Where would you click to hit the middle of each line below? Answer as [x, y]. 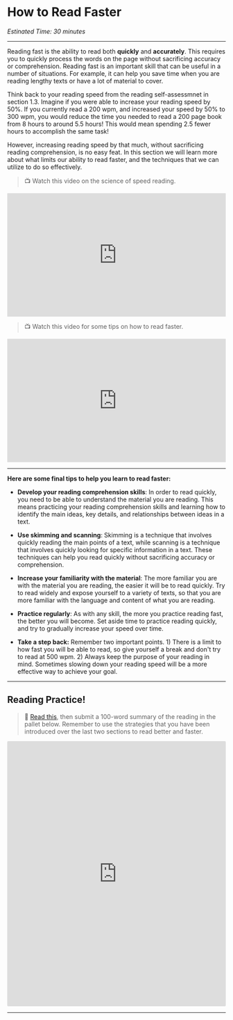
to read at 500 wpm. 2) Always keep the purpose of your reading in [113, 656]
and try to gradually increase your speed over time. [90, 628]
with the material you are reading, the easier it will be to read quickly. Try [121, 585]
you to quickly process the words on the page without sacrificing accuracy [114, 58]
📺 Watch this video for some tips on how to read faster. [104, 327]
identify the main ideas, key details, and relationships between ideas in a [121, 514]
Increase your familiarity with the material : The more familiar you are [117, 578]
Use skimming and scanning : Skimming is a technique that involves [114, 535]
